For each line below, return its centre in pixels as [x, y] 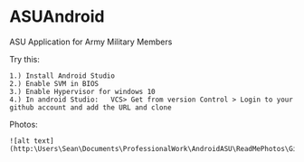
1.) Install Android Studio [62, 76]
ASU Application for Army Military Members [91, 42]
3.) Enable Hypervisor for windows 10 [82, 91]
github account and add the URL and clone [90, 107]
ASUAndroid [57, 17]
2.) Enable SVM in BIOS [54, 83]
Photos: [24, 124]
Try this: [25, 59]
